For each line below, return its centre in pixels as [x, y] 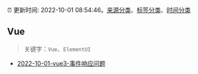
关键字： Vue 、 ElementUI [57, 49]
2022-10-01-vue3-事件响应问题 [61, 63]
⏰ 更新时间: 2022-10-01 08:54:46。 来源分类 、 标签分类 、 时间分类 [99, 10]
